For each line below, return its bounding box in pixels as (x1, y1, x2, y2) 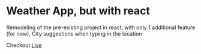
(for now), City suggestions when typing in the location (6, 30, 142, 37)
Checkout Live (6, 42, 42, 49)
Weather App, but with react (6, 4, 151, 18)
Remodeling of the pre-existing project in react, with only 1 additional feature (6, 24, 196, 31)
